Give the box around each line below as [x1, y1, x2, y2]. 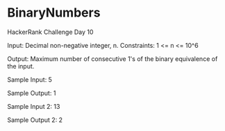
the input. [7, 62, 35, 70]
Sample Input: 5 [7, 75, 52, 84]
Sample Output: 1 [7, 89, 56, 97]
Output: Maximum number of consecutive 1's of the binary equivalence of [7, 54, 218, 63]
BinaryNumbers [7, 5, 101, 21]
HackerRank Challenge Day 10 [7, 28, 94, 36]
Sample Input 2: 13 [7, 102, 60, 110]
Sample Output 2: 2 [7, 116, 63, 124]
